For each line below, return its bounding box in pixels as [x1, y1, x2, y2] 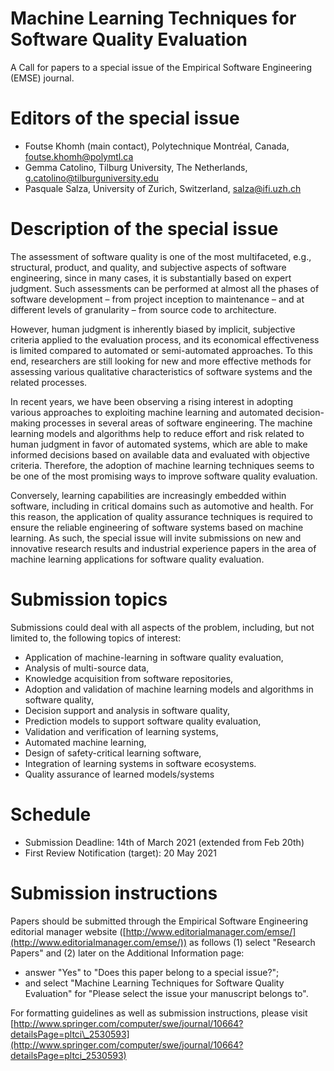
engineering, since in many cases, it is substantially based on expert [10, 272, 292, 284]
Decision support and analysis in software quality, [24, 704, 231, 716]
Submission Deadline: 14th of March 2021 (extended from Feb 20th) [24, 836, 305, 848]
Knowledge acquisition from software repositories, [24, 672, 234, 684]
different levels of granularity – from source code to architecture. [10, 303, 277, 316]
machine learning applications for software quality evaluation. [10, 553, 265, 565]
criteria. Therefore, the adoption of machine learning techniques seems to [10, 459, 315, 471]
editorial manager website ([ [10, 925, 127, 937]
